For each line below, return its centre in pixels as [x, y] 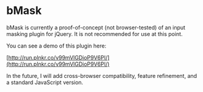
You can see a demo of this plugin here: [57, 46]
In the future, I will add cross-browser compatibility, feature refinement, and [102, 76]
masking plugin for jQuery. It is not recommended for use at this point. [94, 34]
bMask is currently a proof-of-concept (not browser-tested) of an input [96, 27]
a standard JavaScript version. [45, 82]
